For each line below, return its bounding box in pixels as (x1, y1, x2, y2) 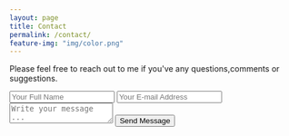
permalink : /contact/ (9, 30, 92, 39)
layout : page (9, 13, 59, 23)
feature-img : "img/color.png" (9, 38, 125, 48)
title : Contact (9, 22, 67, 31)
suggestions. (9, 73, 58, 84)
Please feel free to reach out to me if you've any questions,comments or (9, 63, 280, 74)
